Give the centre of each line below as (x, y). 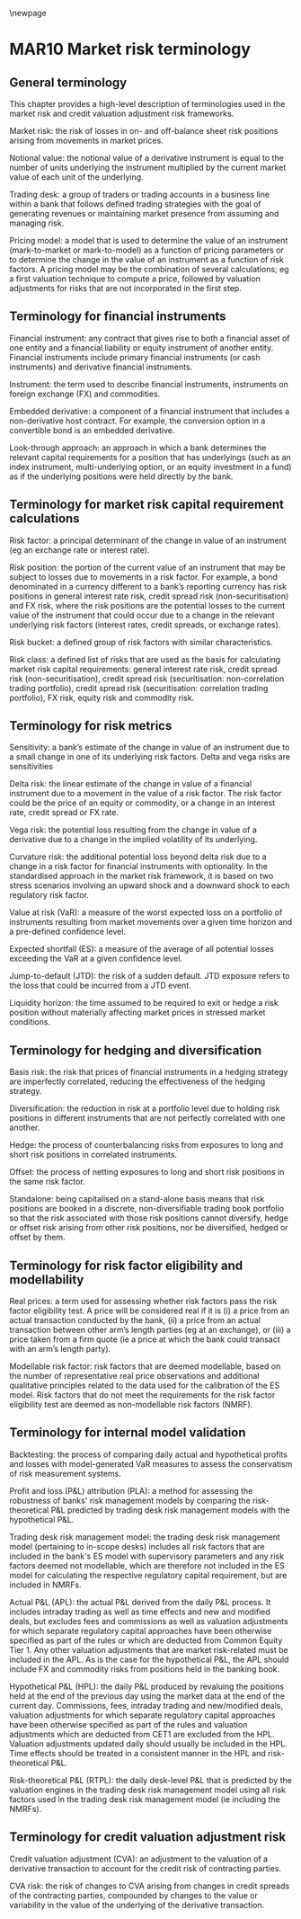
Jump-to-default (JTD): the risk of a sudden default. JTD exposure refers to (150, 976)
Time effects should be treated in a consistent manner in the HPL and (138, 1753)
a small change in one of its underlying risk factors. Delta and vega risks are (150, 757)
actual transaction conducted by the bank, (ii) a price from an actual (135, 1320)
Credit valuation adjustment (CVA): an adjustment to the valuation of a (138, 1859)
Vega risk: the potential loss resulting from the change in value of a (133, 830)
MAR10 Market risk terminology (130, 49)
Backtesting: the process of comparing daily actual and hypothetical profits (148, 1454)
